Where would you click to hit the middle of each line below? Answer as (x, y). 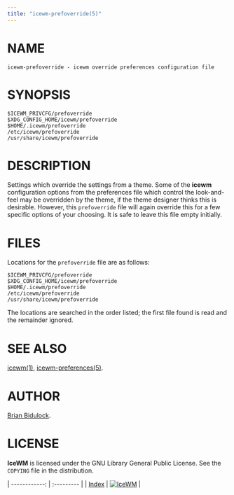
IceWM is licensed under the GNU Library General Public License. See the (114, 463)
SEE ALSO (37, 348)
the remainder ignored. (40, 320)
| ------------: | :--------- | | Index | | (74, 484)
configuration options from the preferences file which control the (101, 193)
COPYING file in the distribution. (50, 470)
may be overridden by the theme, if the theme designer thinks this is (118, 200)
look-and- (210, 193)
